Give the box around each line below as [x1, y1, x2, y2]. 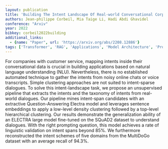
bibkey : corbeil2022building [5, 30, 66, 35]
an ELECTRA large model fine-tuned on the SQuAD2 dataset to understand [5, 116, 159, 122]
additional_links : [5, 35, 43, 40]
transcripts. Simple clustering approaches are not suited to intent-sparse [5, 79, 155, 85]
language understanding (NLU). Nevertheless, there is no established [5, 68, 148, 75]
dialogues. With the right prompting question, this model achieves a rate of [5, 122, 159, 128]
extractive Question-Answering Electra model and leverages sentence [5, 100, 149, 106]
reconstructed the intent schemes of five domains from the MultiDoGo [5, 132, 150, 138]
